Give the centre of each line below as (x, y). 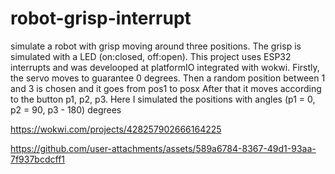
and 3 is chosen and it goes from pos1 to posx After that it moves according (166, 88)
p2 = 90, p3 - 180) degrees (66, 109)
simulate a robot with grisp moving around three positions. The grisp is (156, 46)
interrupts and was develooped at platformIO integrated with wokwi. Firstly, (165, 67)
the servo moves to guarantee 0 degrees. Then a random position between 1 (168, 78)
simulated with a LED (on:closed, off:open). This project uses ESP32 (151, 56)
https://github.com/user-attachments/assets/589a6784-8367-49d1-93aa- (163, 148)
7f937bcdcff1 (38, 159)
